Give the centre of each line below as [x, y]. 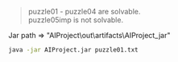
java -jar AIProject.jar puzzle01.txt [73, 50]
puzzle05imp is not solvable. [75, 20]
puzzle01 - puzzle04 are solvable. [84, 12]
